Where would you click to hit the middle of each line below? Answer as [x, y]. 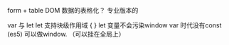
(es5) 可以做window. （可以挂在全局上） [66, 34]
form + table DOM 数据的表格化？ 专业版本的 [73, 10]
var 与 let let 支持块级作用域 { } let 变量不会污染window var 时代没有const [114, 25]
